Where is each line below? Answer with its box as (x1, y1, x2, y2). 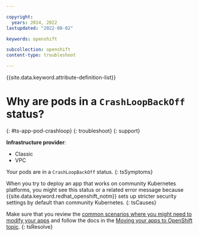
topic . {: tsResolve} (6, 223, 53, 230)
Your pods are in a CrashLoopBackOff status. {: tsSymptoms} (6, 168, 154, 175)
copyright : (6, 14, 33, 20)
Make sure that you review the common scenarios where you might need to (6, 210, 192, 217)
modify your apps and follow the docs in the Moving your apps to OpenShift (6, 216, 193, 224)
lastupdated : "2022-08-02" (6, 25, 74, 31)
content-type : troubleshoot (6, 52, 76, 59)
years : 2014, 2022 (11, 19, 58, 26)
